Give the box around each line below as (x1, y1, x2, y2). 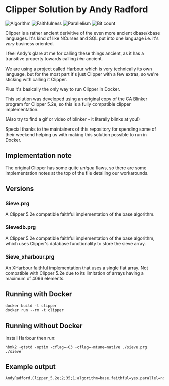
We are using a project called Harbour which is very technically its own (5, 66, 152, 72)
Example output (5, 363, 56, 371)
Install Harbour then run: (5, 335, 56, 341)
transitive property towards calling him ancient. (5, 55, 103, 61)
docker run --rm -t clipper (5, 307, 64, 313)
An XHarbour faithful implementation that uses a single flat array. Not (5, 265, 148, 271)
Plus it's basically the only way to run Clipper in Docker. (5, 86, 121, 92)
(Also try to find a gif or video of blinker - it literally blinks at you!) (5, 116, 140, 122)
